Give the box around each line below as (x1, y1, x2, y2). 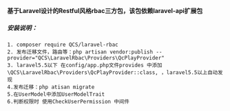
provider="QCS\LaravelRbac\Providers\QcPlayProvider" (7, 54, 165, 61)
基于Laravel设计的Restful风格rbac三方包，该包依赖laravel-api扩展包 (7, 7, 203, 14)
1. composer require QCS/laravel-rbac (7, 41, 118, 48)
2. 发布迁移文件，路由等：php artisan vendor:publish (7, 48, 154, 56)
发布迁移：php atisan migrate (13, 84, 95, 90)
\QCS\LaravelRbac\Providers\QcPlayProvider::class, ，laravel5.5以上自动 (7, 69, 218, 76)
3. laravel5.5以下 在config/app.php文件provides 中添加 (7, 62, 163, 69)
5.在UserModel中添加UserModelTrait (7, 90, 105, 98)
